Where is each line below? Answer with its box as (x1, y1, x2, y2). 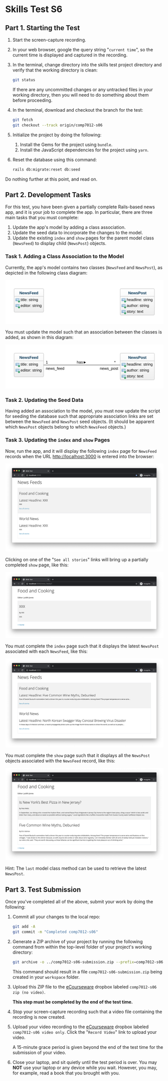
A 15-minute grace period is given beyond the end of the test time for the (12, 1044, 163, 1050)
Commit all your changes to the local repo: (12, 914, 100, 920)
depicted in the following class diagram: (5, 270, 88, 276)
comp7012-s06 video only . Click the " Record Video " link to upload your (12, 1029, 157, 1035)
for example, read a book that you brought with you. (12, 1070, 120, 1076)
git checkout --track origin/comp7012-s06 (12, 122, 103, 128)
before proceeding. (12, 97, 53, 103)
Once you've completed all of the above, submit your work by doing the (5, 899, 153, 905)
